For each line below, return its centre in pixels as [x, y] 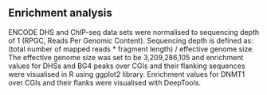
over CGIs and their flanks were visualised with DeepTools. [105, 82]
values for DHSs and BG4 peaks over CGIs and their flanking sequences [127, 66]
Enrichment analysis [61, 13]
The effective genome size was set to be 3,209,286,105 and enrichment [126, 57]
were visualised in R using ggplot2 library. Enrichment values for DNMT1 [127, 74]
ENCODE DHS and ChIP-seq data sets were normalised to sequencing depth [134, 32]
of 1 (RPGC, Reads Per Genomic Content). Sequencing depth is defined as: [131, 40]
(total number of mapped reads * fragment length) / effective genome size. [132, 49]
